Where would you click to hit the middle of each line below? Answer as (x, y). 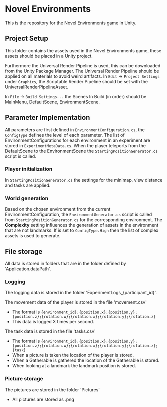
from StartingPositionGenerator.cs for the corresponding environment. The (83, 220)
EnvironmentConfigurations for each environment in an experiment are (78, 140)
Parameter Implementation (48, 118)
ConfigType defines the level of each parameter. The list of (65, 135)
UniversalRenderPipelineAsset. (37, 87)
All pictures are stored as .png (43, 399)
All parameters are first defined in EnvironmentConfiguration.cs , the (75, 130)
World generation (27, 198)
